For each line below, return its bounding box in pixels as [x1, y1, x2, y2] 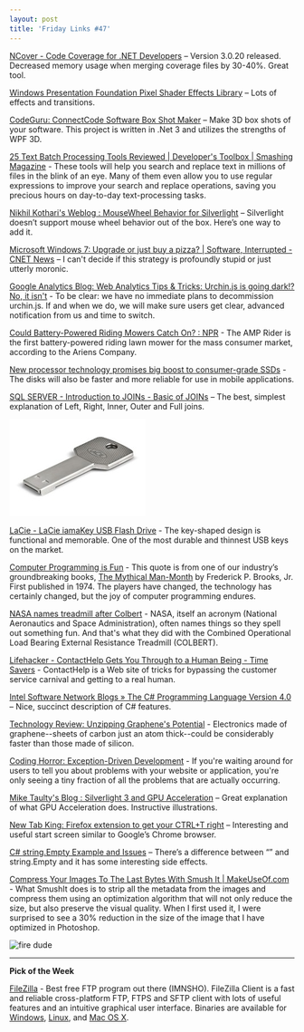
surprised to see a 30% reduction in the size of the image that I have [9, 911, 265, 923]
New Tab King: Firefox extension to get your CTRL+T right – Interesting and [9, 819, 289, 830]
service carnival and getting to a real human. [9, 673, 176, 684]
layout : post [9, 14, 59, 24]
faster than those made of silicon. [9, 738, 135, 748]
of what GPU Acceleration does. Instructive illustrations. [9, 802, 218, 813]
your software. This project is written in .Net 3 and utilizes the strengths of [9, 123, 287, 135]
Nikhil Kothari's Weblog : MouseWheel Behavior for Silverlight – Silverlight [9, 207, 284, 217]
